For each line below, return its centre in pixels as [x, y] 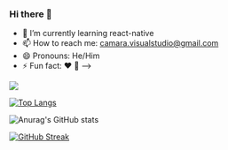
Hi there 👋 [31, 14]
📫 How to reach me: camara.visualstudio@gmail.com [120, 43]
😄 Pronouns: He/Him [61, 56]
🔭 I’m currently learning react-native [88, 34]
